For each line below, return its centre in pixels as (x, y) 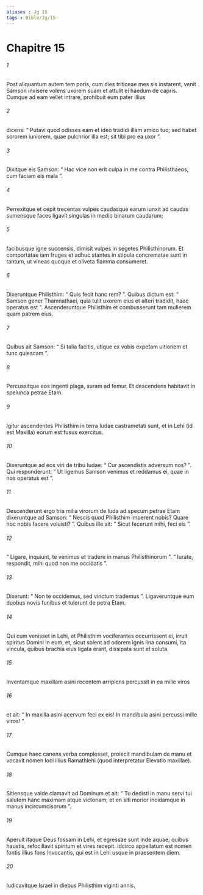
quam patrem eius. (30, 314)
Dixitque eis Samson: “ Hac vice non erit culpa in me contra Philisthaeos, (98, 169)
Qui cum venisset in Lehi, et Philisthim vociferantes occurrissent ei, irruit (97, 636)
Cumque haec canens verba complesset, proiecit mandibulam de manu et (99, 754)
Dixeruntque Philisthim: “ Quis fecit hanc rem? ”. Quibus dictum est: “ (92, 294)
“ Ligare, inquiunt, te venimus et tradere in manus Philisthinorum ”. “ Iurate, (100, 557)
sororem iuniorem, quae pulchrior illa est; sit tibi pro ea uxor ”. (84, 137)
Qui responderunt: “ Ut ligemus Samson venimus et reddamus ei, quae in (98, 471)
